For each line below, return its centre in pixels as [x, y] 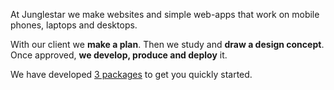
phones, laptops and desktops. [74, 25]
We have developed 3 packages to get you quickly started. [131, 74]
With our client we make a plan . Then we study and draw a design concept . [167, 44]
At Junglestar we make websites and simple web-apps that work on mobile [165, 14]
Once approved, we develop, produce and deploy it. [119, 55]
